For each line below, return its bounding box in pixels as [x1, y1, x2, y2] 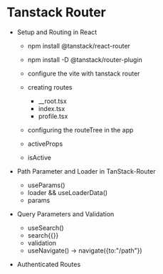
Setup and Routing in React [16, 28, 98, 36]
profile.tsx [38, 112, 68, 120]
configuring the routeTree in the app [27, 125, 134, 134]
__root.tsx [38, 97, 67, 105]
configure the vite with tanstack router [27, 69, 140, 78]
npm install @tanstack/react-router [27, 41, 131, 50]
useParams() [27, 181, 65, 189]
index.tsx [38, 104, 65, 112]
